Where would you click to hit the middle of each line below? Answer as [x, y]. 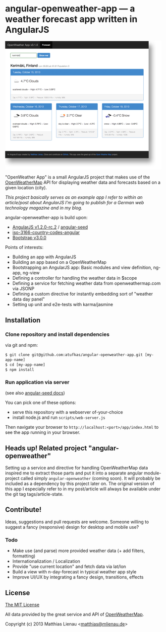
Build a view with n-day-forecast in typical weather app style [74, 572]
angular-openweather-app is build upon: [46, 218]
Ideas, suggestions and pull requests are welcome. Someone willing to [77, 522]
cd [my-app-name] [28, 365]
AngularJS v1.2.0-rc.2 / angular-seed [50, 227]
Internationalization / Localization [46, 561]
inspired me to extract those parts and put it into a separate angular [74, 473]
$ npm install [20, 370]
